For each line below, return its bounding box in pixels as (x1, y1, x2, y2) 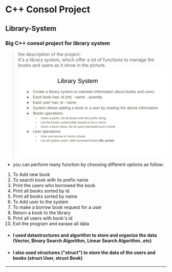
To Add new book (12, 171, 50, 177)
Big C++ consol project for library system (5, 40, 110, 47)
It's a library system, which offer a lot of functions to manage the (17, 57, 155, 63)
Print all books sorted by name (12, 193, 78, 199)
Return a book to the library (12, 209, 71, 215)
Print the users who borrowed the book (12, 182, 96, 188)
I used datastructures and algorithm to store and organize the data (12, 232, 157, 239)
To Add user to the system (12, 198, 69, 205)
